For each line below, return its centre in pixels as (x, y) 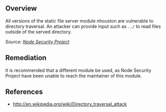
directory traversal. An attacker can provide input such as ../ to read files (83, 26)
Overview (21, 8)
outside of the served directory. (39, 32)
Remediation (26, 58)
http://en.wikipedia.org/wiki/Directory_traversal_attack (70, 104)
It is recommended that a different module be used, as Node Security (78, 70)
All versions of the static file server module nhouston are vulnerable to (79, 21)
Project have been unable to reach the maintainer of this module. (74, 76)
